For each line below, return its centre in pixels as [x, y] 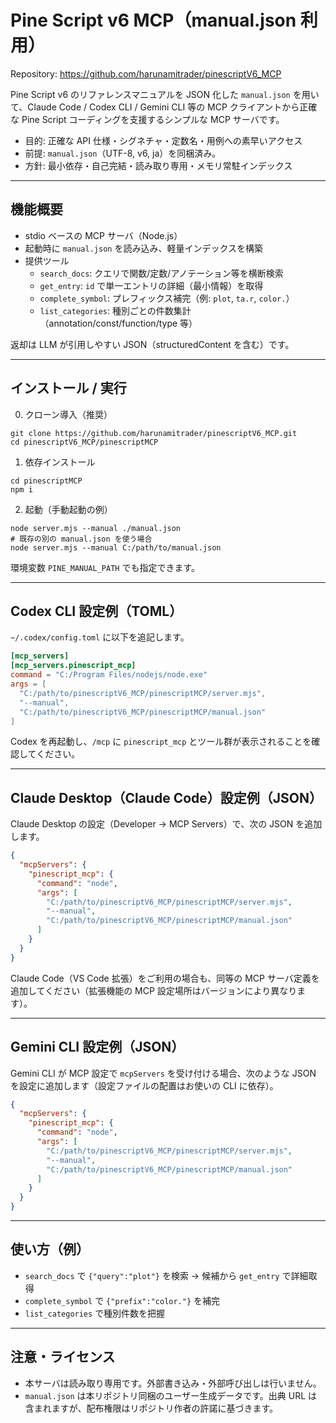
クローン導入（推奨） [68, 414]
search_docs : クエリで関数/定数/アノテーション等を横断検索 [161, 273]
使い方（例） [50, 1249]
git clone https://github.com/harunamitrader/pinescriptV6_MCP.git [154, 433]
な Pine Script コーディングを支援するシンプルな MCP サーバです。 [147, 119]
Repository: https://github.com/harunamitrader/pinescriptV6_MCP [146, 73]
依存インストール [60, 462]
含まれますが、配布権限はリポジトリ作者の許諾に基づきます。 [151, 1408]
